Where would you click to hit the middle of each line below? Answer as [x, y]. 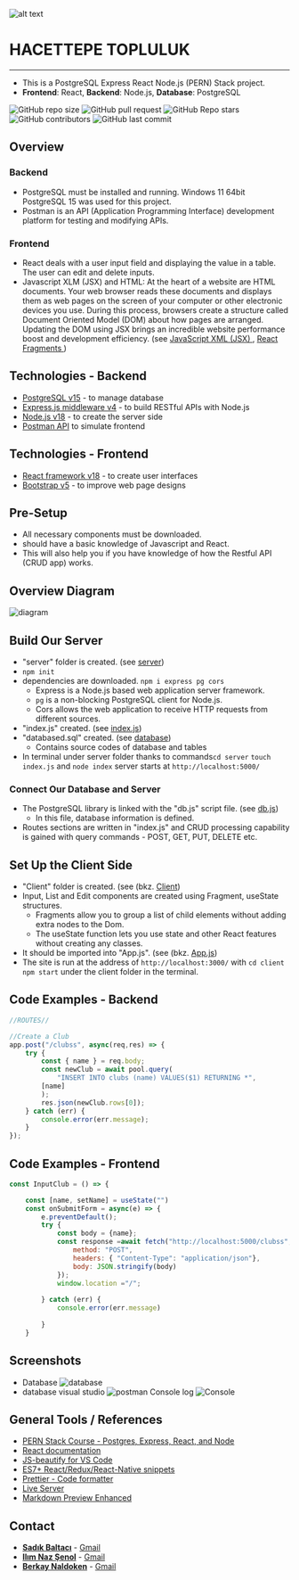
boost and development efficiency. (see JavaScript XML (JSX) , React [150, 338]
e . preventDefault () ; [79, 1217]
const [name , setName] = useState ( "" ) [97, 1200]
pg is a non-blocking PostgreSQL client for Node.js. [129, 699]
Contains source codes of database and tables [121, 747]
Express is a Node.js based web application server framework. [150, 690]
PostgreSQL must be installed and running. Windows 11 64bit [133, 192]
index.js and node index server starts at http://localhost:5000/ [141, 766]
